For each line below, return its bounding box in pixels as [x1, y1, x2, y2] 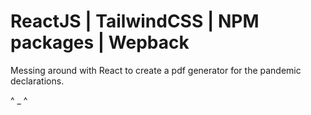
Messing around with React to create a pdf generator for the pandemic [10, 64, 302, 76]
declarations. [10, 75, 65, 87]
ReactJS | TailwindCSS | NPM [10, 10, 260, 33]
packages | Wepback [10, 31, 190, 54]
